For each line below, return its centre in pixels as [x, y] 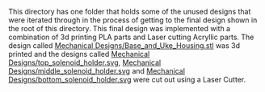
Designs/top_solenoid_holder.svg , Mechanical [85, 62]
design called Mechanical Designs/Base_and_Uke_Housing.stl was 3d [124, 46]
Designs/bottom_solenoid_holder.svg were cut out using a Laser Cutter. [127, 80]
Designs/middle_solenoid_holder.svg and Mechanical [97, 71]
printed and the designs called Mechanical [79, 54]
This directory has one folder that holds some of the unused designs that [130, 12]
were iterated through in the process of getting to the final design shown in [133, 20]
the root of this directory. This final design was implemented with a [120, 28]
